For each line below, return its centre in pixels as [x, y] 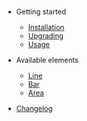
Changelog [34, 108]
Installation [46, 27]
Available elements [47, 60]
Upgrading [46, 36]
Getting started [41, 12]
